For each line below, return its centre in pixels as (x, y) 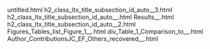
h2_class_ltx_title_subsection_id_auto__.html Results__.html (91, 17)
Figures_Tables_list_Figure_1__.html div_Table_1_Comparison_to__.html (105, 31)
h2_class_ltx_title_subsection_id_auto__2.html (71, 24)
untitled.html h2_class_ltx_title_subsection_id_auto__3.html (90, 10)
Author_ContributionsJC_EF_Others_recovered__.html (83, 39)
